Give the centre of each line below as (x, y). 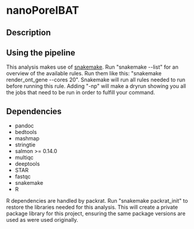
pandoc (24, 126)
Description (28, 33)
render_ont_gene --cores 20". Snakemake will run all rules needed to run (96, 80)
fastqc (23, 176)
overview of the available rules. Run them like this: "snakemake (84, 74)
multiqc (24, 158)
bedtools (26, 132)
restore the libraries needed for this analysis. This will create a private (92, 207)
